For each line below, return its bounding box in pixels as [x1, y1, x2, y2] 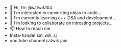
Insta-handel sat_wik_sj [9, 32, 57, 38]
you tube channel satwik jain [9, 38, 68, 43]
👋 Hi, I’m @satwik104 [9, 5, 52, 10]
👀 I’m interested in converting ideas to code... [9, 10, 101, 16]
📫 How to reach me [9, 26, 50, 31]
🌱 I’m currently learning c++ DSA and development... [9, 15, 117, 20]
